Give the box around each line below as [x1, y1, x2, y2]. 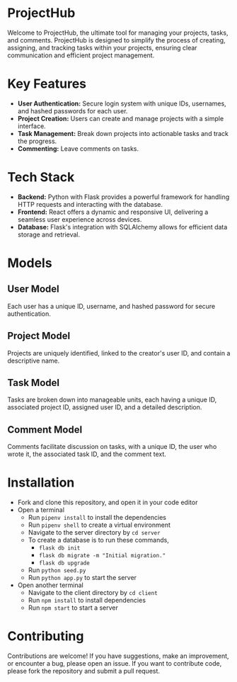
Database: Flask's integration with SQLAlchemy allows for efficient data [17, 222, 228, 231]
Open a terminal [17, 506, 65, 514]
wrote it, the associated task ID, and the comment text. [7, 450, 166, 458]
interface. [17, 122, 46, 130]
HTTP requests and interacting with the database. [17, 200, 163, 208]
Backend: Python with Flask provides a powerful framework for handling [17, 193, 230, 201]
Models [7, 255, 52, 271]
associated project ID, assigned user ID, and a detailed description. [7, 403, 202, 411]
